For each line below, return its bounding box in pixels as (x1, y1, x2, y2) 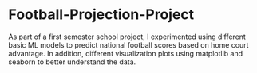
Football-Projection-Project (8, 6, 195, 24)
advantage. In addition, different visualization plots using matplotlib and (8, 48, 243, 58)
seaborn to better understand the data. (8, 57, 136, 67)
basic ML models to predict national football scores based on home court (8, 40, 249, 49)
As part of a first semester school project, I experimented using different (8, 32, 246, 41)
